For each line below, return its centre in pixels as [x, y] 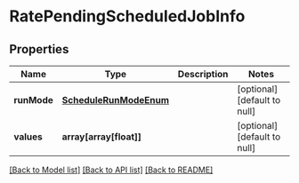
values [28, 137]
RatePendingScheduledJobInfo [127, 16]
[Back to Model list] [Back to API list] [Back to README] [111, 170]
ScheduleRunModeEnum [116, 100]
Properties [39, 49]
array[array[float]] [102, 137]
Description [203, 74]
